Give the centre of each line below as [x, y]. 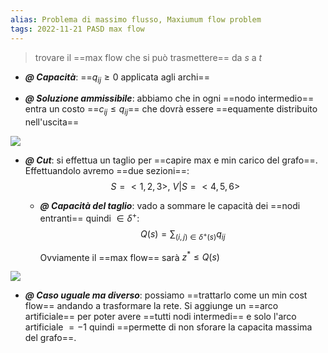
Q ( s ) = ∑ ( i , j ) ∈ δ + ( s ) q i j [183, 234]
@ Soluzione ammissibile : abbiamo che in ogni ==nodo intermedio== [169, 98]
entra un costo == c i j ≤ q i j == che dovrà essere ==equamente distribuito [171, 110]
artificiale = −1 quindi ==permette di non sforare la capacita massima [168, 327]
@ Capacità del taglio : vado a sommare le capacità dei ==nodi [170, 206]
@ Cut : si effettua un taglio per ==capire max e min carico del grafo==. [171, 160]
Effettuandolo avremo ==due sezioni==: [107, 171]
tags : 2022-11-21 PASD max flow [77, 29]
